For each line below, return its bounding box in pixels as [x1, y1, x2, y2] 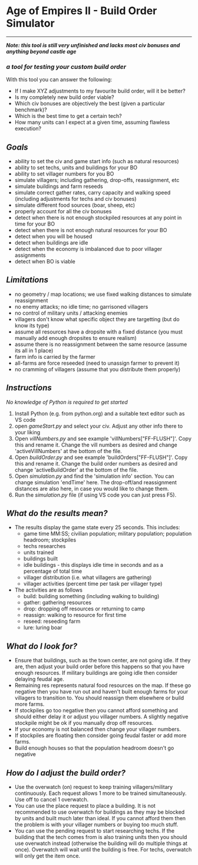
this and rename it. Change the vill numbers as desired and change [14, 441, 178, 448]
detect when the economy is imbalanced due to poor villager [14, 246, 163, 253]
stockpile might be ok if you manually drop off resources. [14, 719, 154, 727]
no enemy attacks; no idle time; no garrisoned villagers [14, 303, 148, 310]
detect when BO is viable [14, 258, 75, 265]
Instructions [6, 383, 52, 393]
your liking [14, 428, 40, 435]
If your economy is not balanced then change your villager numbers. [14, 726, 181, 733]
